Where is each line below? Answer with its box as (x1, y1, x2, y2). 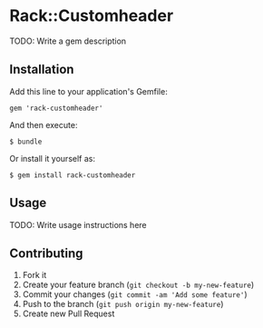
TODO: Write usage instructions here (9, 219, 147, 230)
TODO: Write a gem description (9, 35, 127, 46)
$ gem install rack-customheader (9, 170, 136, 180)
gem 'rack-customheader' (9, 104, 103, 113)
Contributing (9, 245, 83, 261)
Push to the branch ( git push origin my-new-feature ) (22, 299, 224, 310)
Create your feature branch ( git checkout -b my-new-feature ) (22, 279, 255, 291)
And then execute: (9, 119, 78, 130)
